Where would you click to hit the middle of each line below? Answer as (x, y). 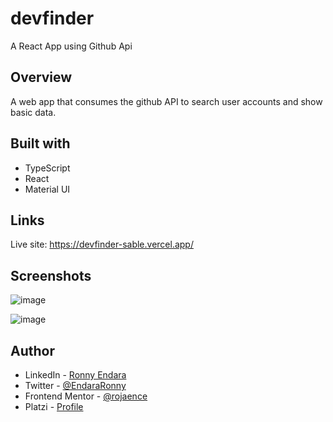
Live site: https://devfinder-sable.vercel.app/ (102, 244)
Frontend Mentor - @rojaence (86, 396)
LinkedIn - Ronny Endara (75, 375)
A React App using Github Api (71, 46)
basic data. (33, 112)
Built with (40, 143)
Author (32, 350)
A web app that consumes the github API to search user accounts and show (166, 101)
